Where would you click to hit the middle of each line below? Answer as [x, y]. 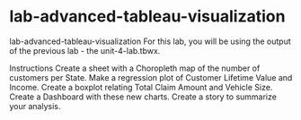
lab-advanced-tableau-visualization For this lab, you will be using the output [150, 41]
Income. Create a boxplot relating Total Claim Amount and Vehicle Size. [141, 87]
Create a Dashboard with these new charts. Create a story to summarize [143, 97]
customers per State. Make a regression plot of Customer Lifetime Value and [151, 77]
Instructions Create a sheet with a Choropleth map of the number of [135, 68]
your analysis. [35, 106]
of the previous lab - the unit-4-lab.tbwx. [85, 50]
